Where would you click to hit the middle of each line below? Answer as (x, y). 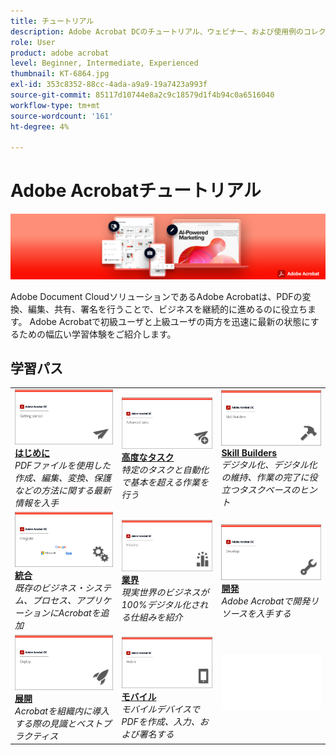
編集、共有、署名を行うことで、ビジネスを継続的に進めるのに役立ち (167, 309)
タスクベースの (269, 490)
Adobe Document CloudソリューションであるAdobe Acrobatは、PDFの (156, 296)
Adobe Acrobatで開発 (266, 601)
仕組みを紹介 (156, 617)
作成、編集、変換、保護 (63, 478)
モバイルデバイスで (161, 709)
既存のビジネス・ (49, 588)
